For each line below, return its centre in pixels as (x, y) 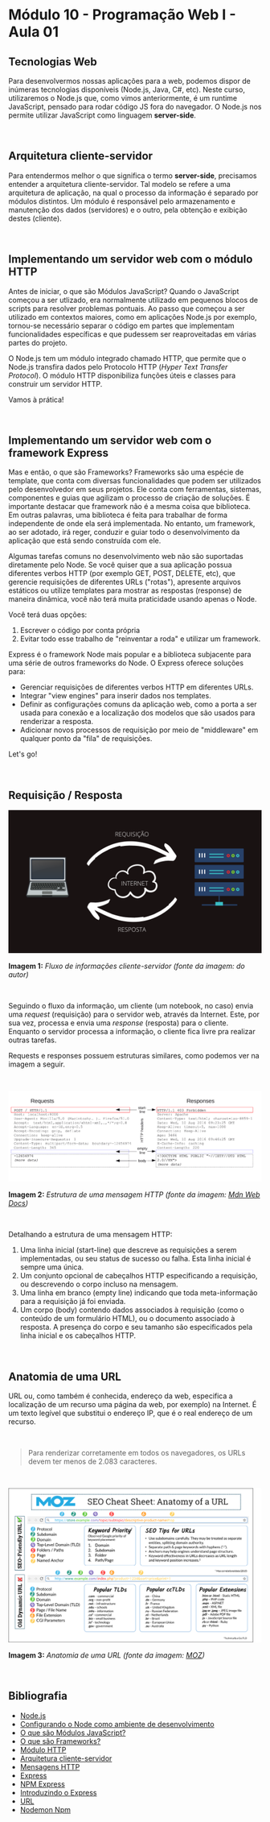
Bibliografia (38, 1696)
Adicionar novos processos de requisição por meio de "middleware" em (139, 730)
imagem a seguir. (37, 1064)
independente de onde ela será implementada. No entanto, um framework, (132, 524)
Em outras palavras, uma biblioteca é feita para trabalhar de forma (118, 515)
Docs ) (18, 1203)
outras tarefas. (33, 1040)
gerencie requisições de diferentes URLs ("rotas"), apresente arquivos (125, 582)
